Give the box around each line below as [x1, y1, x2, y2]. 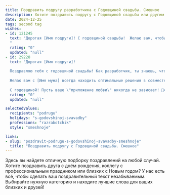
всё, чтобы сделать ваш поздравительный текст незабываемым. [5, 173, 146, 180]
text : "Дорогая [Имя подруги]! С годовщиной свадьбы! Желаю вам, [10, 36, 153, 41]
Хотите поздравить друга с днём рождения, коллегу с [5, 163, 123, 169]
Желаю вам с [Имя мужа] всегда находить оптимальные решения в [10, 78, 146, 83]
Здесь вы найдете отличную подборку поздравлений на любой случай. [5, 158, 160, 164]
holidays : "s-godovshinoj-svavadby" [10, 115, 87, 121]
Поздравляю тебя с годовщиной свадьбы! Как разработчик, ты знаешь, [10, 69, 157, 74]
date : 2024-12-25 [5, 17, 42, 22]
